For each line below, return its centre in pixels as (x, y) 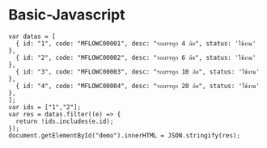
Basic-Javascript (67, 15)
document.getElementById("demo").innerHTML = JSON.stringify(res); (125, 135)
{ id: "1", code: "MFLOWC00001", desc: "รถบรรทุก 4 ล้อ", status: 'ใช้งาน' (136, 43)
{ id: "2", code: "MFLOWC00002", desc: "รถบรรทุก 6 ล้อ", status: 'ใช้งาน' (136, 57)
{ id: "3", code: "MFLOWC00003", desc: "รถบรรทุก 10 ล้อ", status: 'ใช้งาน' (138, 72)
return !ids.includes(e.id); (65, 121)
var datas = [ (32, 36)
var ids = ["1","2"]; (45, 107)
